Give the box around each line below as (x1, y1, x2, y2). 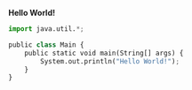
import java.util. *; (8, 25, 85, 34)
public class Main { (8, 40, 85, 49)
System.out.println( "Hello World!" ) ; (40, 56, 180, 65)
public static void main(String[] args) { (24, 49, 184, 57)
